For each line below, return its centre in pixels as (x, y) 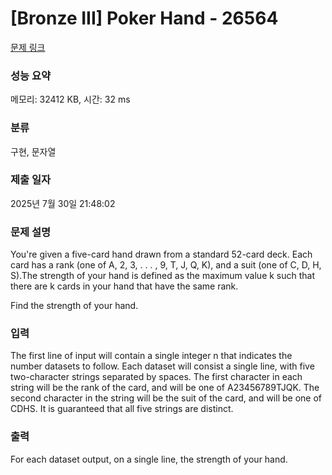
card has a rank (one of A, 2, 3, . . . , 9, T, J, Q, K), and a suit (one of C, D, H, (166, 265)
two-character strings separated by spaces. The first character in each (156, 377)
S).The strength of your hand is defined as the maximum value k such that (163, 276)
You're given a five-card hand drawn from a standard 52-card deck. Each (161, 254)
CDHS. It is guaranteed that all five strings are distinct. (122, 409)
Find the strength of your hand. (74, 306)
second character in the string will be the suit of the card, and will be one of (166, 398)
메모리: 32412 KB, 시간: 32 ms (70, 99)
